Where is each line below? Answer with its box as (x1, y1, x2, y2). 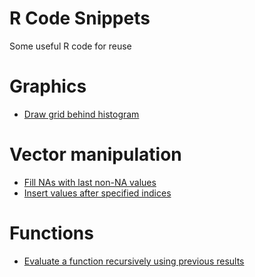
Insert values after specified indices (23, 187, 172, 199)
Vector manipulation (9, 143, 182, 166)
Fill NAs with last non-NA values (23, 176, 157, 188)
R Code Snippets (9, 7, 151, 30)
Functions (9, 222, 94, 244)
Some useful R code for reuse (9, 40, 132, 52)
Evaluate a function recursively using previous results (23, 255, 245, 267)
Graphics (9, 75, 87, 98)
